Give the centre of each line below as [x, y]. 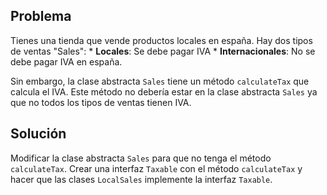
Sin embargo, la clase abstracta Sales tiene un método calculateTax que [160, 81]
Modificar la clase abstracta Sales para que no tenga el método [141, 158]
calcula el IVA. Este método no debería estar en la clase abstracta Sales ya [164, 91]
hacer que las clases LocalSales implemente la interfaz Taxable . [141, 179]
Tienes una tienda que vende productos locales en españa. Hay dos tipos [161, 40]
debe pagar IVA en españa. [66, 61]
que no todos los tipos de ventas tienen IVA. [101, 102]
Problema [41, 16]
